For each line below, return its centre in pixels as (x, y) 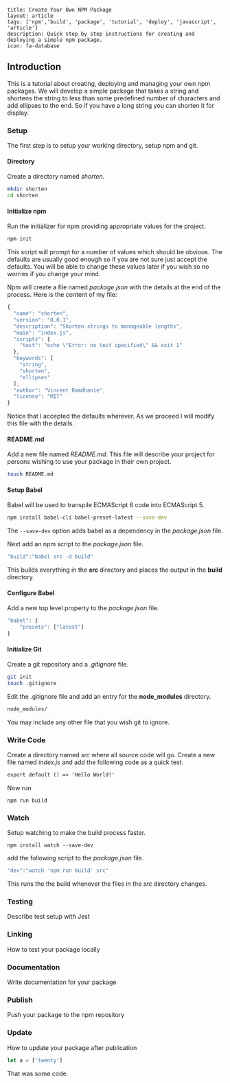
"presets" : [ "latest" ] (52, 627)
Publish (20, 1000)
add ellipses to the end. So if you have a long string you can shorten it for (111, 105)
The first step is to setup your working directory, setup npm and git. (103, 146)
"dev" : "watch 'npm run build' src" (58, 871)
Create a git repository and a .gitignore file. (68, 665)
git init (20, 677)
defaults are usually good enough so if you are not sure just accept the (107, 259)
